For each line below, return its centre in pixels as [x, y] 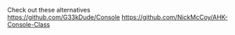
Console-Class [29, 24]
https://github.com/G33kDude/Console [64, 17]
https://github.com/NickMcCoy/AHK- [175, 17]
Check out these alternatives [49, 10]
